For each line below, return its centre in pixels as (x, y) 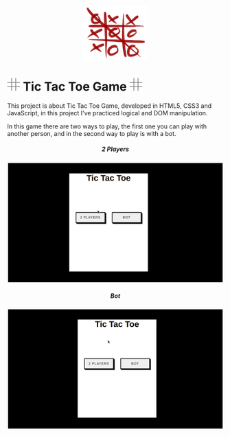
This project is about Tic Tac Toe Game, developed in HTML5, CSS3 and (109, 106)
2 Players (115, 149)
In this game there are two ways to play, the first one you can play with (107, 126)
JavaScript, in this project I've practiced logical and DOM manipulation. (107, 113)
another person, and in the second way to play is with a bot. (92, 133)
